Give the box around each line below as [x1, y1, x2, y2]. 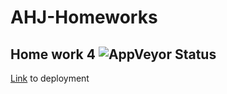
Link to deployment [10, 72, 90, 84]
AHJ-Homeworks [10, 6, 158, 29]
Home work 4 [10, 46, 96, 63]
